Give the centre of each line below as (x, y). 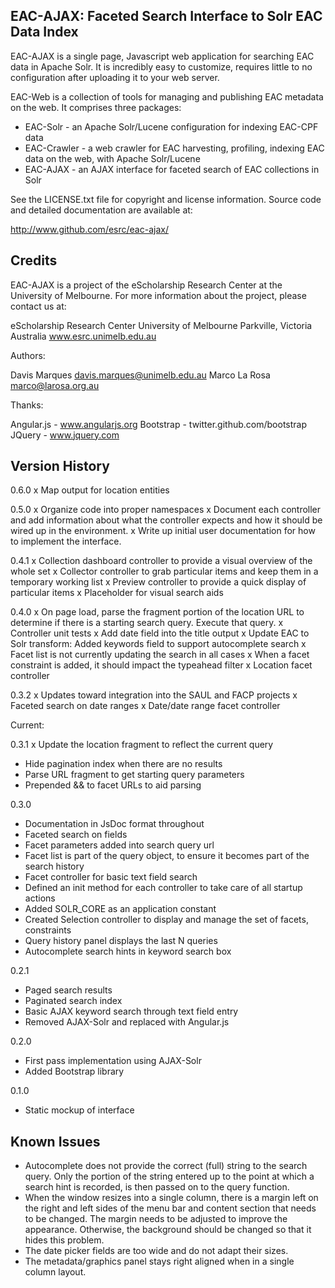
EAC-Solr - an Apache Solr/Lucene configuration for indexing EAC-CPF (171, 126)
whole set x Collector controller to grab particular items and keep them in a (164, 571)
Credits (34, 260)
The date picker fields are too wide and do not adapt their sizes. (156, 1251)
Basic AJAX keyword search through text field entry (131, 1011)
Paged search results (68, 990)
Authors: (28, 355)
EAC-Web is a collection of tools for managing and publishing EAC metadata (167, 96)
